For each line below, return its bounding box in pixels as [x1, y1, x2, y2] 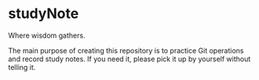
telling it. [8, 62, 36, 71]
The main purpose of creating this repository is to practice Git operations [8, 45, 244, 55]
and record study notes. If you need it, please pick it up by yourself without [8, 54, 251, 64]
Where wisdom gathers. [8, 31, 86, 40]
